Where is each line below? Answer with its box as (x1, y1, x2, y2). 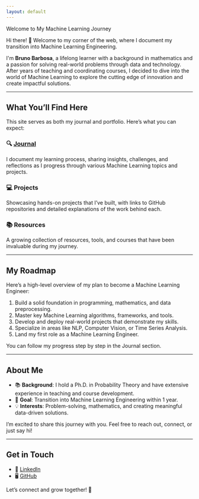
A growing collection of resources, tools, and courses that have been (6, 236, 175, 244)
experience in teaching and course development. (14, 390, 134, 397)
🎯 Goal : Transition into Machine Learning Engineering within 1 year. (14, 396, 179, 403)
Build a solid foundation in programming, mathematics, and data (14, 299, 171, 306)
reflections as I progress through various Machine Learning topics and (6, 162, 178, 169)
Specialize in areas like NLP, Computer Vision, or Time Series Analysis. (14, 325, 188, 332)
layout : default (6, 8, 46, 15)
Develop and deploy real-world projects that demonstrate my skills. (14, 318, 179, 325)
